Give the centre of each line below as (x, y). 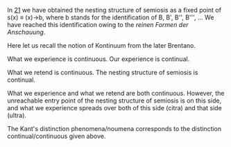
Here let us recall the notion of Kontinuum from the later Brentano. (102, 45)
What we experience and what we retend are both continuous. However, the (116, 93)
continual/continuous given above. (57, 136)
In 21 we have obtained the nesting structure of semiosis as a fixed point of (114, 10)
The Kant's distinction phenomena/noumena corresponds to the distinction (114, 129)
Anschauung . (26, 32)
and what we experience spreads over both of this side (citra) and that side (114, 108)
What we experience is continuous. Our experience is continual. (99, 59)
